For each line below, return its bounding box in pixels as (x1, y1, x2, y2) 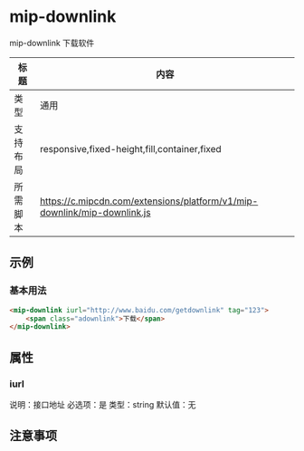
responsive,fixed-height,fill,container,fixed (39, 142, 222, 155)
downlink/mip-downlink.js (39, 206, 151, 218)
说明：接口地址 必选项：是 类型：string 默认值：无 (9, 398, 196, 409)
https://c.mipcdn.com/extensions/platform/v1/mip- (39, 195, 259, 207)
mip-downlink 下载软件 (9, 37, 95, 48)
